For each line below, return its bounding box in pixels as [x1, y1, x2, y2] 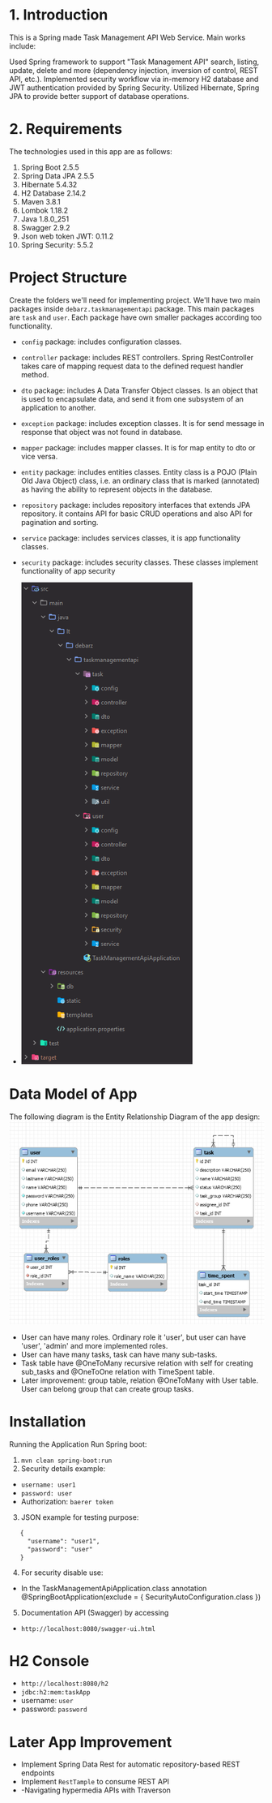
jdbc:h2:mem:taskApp [20, 1689, 91, 1697]
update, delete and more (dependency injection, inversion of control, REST [9, 65, 258, 75]
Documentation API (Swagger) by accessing [20, 1607, 169, 1617]
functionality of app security [20, 566, 116, 575]
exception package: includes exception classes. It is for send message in [20, 418, 265, 428]
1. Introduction [9, 6, 108, 24]
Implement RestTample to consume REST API [20, 1777, 169, 1787]
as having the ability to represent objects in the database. [20, 484, 213, 494]
